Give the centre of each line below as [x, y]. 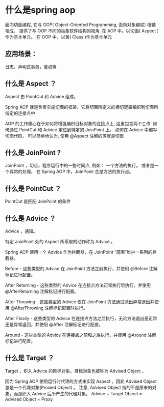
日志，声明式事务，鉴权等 [31, 66]
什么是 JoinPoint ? [33, 153]
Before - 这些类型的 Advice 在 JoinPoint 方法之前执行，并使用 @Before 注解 [82, 269]
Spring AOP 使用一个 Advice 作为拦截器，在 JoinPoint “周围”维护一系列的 [79, 252]
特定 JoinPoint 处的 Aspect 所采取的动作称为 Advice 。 [60, 242]
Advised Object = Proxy [29, 399]
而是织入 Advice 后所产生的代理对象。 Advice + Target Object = [78, 393]
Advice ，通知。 [21, 231]
